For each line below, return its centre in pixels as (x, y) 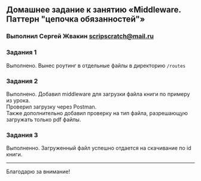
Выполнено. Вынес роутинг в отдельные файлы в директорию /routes (96, 65)
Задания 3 (22, 135)
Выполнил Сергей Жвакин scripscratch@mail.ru (80, 37)
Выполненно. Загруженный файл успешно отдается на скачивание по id (99, 148)
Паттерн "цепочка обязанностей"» (76, 19)
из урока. (18, 100)
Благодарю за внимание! (38, 172)
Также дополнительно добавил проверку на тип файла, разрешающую (97, 113)
